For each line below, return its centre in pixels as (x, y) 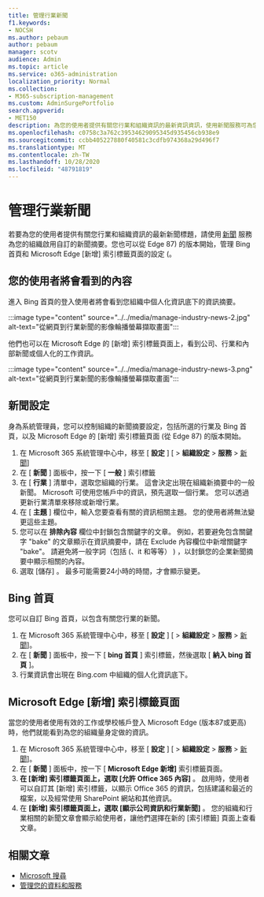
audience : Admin (35, 60)
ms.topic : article (38, 67)
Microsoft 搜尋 (43, 875)
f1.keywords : (29, 23)
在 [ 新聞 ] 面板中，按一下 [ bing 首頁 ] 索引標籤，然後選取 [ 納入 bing (131, 655)
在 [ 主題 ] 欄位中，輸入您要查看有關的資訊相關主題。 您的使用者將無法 (134, 512)
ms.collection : (33, 89)
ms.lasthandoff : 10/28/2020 (54, 162)
